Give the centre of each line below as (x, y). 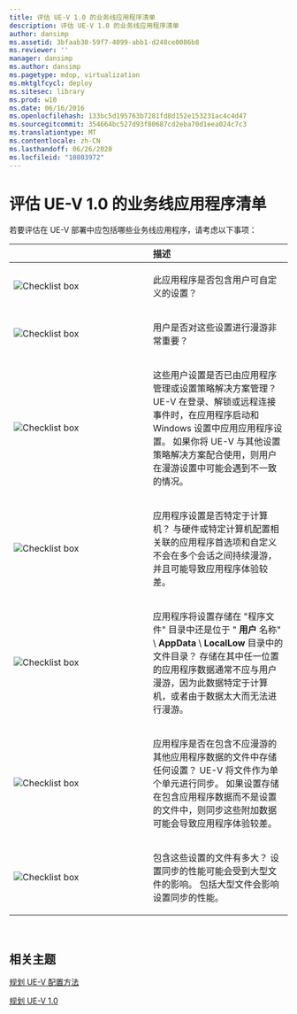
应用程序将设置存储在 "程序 (209, 616)
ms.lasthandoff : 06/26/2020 (61, 149)
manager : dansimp (41, 58)
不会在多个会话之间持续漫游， (215, 556)
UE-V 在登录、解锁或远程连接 (215, 402)
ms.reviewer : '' (39, 50)
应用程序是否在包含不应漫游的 (215, 744)
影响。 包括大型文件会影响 (225, 885)
